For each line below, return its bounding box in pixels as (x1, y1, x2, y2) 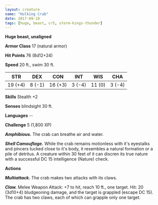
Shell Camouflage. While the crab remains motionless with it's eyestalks (5, 141, 150, 146)
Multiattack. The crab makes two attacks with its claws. (5, 175, 117, 181)
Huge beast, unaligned (5, 34, 52, 40)
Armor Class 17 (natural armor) (5, 43, 68, 49)
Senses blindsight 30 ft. (5, 103, 53, 109)
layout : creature (5, 7, 40, 12)
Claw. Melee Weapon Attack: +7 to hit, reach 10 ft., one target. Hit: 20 (5, 184, 144, 190)
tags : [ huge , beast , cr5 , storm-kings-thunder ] (5, 20, 103, 26)
